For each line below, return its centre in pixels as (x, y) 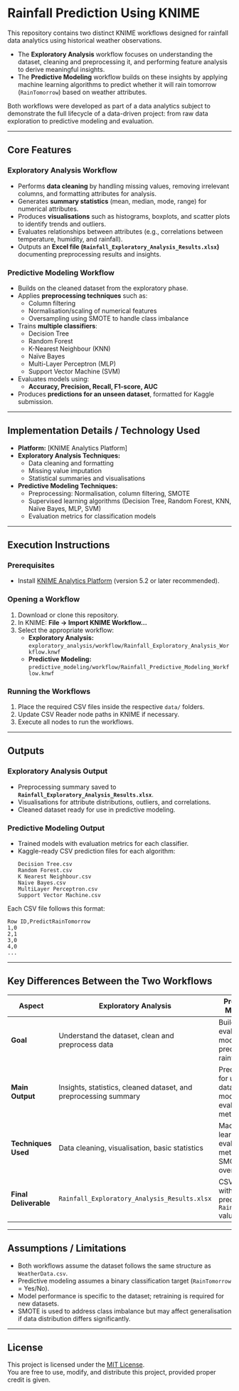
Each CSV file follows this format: (56, 909)
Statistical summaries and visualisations (87, 478)
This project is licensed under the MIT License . (76, 1365)
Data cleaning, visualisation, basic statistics (131, 1147)
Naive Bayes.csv (42, 883)
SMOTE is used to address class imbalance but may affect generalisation (124, 1311)
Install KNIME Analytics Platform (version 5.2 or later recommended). (118, 581)
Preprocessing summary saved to (67, 787)
